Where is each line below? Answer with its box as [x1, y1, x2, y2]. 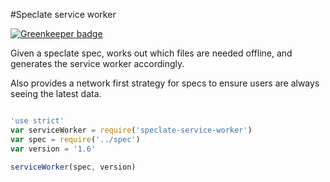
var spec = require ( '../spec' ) [10, 134, 141, 144]
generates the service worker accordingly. [10, 58, 185, 69]
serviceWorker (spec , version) [10, 162, 137, 172]
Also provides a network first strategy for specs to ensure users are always [10, 77, 320, 89]
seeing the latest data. [10, 88, 102, 99]
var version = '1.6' [10, 144, 97, 154]
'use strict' [10, 116, 65, 126]
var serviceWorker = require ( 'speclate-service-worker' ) [10, 125, 253, 135]
